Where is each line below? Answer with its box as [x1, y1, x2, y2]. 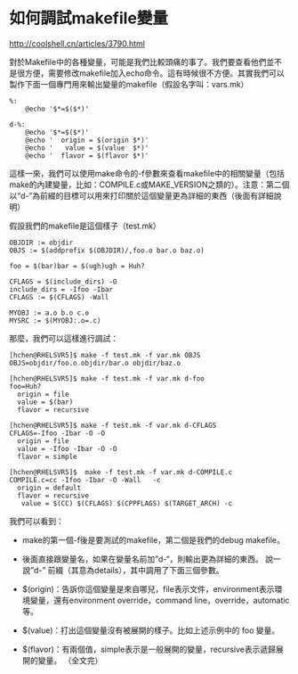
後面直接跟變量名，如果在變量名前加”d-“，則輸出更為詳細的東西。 [21, 554, 264, 564]
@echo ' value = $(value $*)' [25, 144, 149, 152]
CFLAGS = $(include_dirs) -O [9, 277, 117, 286]
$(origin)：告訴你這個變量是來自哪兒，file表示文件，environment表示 [21, 583, 275, 594]
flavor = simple [17, 452, 77, 461]
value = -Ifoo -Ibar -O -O [17, 444, 117, 453]
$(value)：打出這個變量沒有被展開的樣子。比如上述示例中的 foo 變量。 [21, 625, 280, 636]
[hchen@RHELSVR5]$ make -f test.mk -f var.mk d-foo [9, 374, 205, 383]
